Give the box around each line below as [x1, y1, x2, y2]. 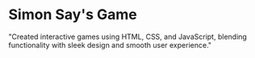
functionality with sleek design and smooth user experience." [8, 40, 212, 49]
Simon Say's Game [8, 6, 137, 24]
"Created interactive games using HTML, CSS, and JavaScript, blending [8, 32, 248, 41]
